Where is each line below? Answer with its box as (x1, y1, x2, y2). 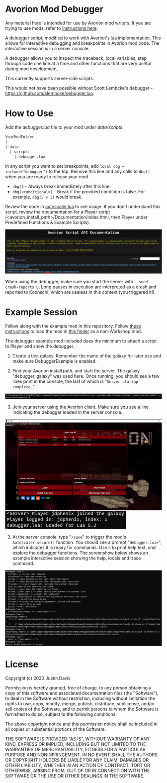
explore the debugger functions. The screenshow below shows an (12, 550, 148, 556)
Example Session (5, 306, 78, 318)
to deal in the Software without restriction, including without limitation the (5, 695, 155, 701)
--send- (134, 279, 150, 284)
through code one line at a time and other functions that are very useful (5, 60, 152, 66)
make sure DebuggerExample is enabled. (12, 358, 97, 364)
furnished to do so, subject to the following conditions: (5, 711, 117, 717)
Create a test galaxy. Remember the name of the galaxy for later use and (12, 352, 162, 359)
